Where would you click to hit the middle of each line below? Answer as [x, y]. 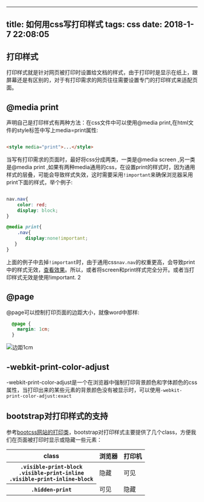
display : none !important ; [56, 239]
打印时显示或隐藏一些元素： [67, 439]
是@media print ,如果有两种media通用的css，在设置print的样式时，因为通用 [101, 167]
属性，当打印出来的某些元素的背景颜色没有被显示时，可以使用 [83, 390]
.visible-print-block [52, 467]
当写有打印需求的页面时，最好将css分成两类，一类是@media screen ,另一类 [101, 159]
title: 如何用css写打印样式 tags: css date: [84, 25]
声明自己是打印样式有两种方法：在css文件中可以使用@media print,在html [97, 123]
